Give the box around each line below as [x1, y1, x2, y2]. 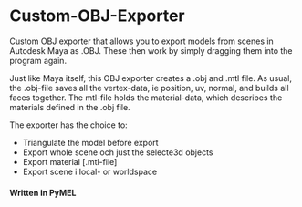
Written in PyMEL [9, 187, 77, 198]
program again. [9, 55, 67, 66]
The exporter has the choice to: [9, 119, 128, 130]
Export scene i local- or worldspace [22, 166, 158, 177]
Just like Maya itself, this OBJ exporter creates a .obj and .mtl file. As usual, [9, 72, 293, 83]
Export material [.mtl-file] [22, 156, 118, 167]
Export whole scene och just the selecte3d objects [22, 147, 213, 158]
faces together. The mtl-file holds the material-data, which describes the [9, 92, 283, 103]
